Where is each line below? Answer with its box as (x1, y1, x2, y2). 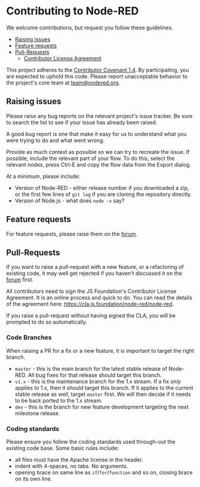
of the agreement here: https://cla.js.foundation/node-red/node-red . (6, 301, 174, 308)
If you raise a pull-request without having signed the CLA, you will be (6, 312, 176, 319)
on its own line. (14, 475, 53, 482)
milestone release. (14, 409, 60, 417)
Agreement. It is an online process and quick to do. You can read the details (6, 294, 193, 301)
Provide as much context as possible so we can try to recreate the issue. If (6, 148, 190, 155)
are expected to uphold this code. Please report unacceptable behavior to (6, 72, 188, 80)
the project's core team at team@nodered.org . (6, 79, 121, 86)
